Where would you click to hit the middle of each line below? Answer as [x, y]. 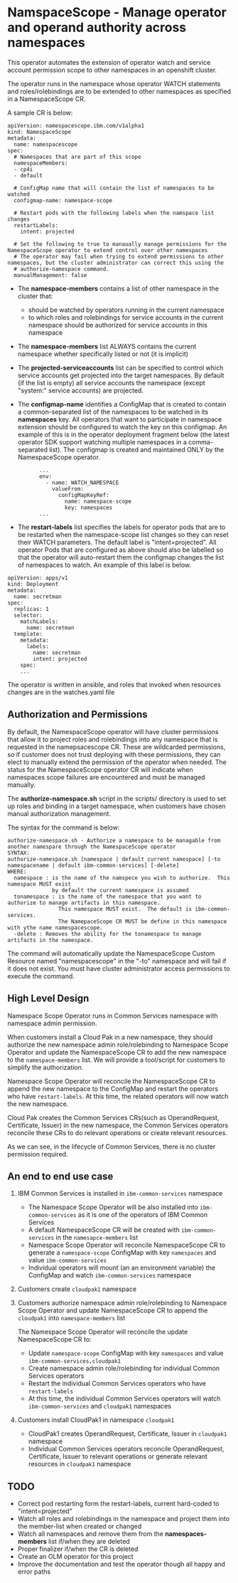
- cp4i [23, 169]
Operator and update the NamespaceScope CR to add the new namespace [117, 1052]
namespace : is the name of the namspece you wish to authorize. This [122, 878]
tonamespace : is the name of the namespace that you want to [108, 897]
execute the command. [41, 976]
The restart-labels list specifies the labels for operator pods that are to [121, 527]
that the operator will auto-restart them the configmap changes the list [121, 557]
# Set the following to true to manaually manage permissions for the [120, 244]
